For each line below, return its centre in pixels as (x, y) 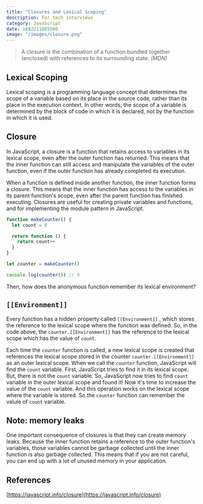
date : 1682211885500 (32, 29)
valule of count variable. (36, 401)
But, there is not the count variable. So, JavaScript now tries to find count (97, 376)
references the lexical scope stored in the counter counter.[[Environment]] (101, 356)
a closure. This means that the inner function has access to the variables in (100, 189)
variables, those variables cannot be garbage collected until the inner (93, 448)
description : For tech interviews (50, 18)
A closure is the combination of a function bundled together (96, 52)
